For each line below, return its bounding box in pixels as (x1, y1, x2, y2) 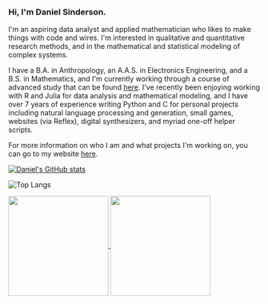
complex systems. (8, 50, 68, 60)
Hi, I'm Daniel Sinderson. (8, 6, 106, 18)
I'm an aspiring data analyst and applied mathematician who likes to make (8, 25, 252, 34)
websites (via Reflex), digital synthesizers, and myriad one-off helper (8, 117, 236, 126)
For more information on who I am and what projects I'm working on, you (8, 141, 248, 150)
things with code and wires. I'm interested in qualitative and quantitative (8, 33, 246, 42)
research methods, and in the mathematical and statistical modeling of (8, 42, 241, 51)
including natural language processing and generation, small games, (8, 108, 234, 118)
